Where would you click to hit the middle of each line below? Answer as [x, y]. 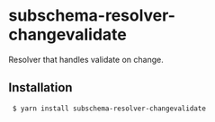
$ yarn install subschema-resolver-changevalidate [109, 109]
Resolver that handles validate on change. [86, 59]
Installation [40, 87]
